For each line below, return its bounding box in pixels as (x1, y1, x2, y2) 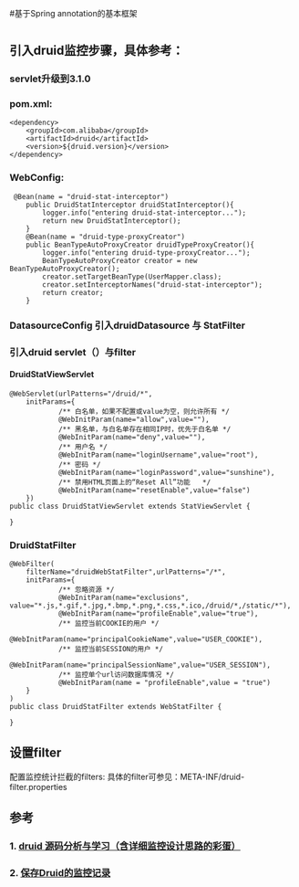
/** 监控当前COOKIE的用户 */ (57, 619, 160, 628)
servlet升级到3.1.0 (9, 72, 91, 85)
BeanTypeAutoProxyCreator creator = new (42, 256, 198, 265)
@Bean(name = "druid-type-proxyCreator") (26, 232, 185, 241)
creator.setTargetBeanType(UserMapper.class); (42, 272, 222, 281)
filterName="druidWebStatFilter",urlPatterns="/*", (26, 567, 226, 577)
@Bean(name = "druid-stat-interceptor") (13, 192, 170, 201)
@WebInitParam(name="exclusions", (57, 593, 190, 603)
